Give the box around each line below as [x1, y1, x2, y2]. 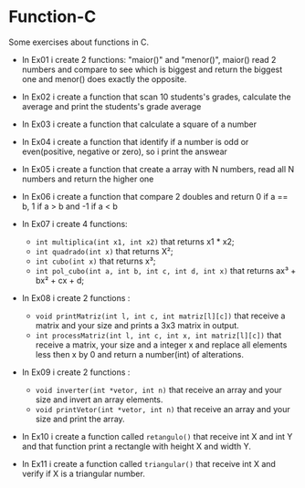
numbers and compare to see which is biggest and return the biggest [21, 64, 283, 75]
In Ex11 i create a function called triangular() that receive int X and [21, 458, 276, 469]
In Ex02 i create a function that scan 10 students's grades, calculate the [21, 91, 291, 102]
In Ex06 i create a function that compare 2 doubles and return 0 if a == [21, 191, 289, 202]
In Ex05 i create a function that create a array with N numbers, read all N [21, 163, 295, 174]
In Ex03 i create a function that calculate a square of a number [21, 119, 258, 130]
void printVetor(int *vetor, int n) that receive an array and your [35, 403, 290, 414]
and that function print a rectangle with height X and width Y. [21, 441, 252, 452]
